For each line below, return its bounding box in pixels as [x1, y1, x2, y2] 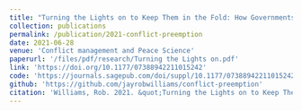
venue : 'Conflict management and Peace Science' [9, 47, 195, 55]
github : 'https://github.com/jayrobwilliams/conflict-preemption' [9, 80, 263, 89]
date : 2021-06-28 [9, 38, 75, 47]
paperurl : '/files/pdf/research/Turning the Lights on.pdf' [9, 55, 240, 64]
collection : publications [9, 21, 106, 30]
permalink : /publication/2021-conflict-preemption [9, 30, 203, 38]
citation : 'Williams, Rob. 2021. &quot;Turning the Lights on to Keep [9, 88, 280, 97]
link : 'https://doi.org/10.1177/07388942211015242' [9, 64, 207, 73]
